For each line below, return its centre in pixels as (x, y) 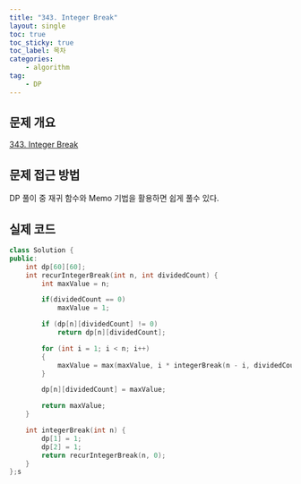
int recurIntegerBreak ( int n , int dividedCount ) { (122, 275)
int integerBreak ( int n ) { (76, 430)
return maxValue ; (73, 406)
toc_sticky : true (42, 42)
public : (24, 259)
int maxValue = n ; (76, 284)
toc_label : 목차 (38, 51)
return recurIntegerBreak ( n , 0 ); (104, 455)
